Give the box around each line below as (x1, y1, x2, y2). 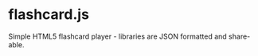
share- (228, 32, 251, 41)
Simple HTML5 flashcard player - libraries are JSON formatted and (8, 32, 227, 41)
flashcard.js (8, 6, 90, 24)
